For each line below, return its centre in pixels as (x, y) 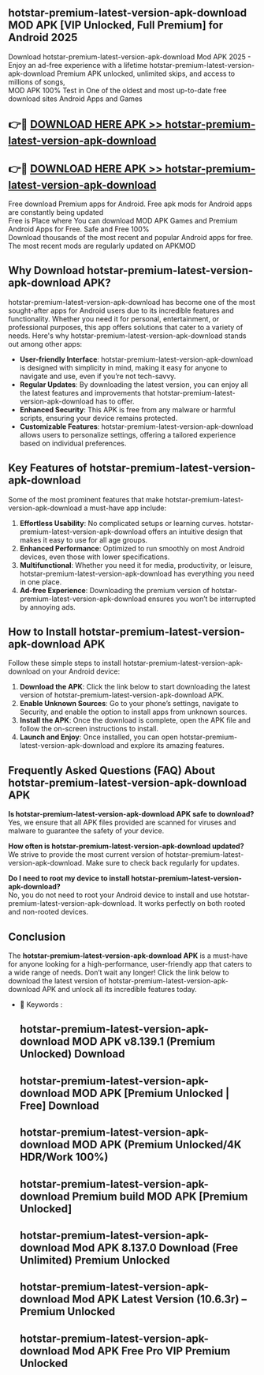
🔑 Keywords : (41, 1005)
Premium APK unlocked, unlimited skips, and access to (145, 73)
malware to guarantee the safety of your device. (86, 831)
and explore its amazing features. (170, 746)
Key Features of (48, 468)
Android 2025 (43, 38)
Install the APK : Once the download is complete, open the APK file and (135, 720)
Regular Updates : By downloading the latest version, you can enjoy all (134, 384)
